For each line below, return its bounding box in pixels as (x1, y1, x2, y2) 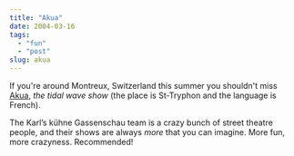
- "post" (17, 47, 51, 56)
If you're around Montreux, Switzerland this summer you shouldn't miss (9, 81, 278, 91)
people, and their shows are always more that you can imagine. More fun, (9, 127, 285, 137)
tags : (9, 30, 30, 39)
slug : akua (9, 55, 51, 64)
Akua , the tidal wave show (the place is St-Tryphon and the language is (9, 90, 277, 101)
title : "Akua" (9, 13, 64, 23)
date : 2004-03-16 (9, 22, 76, 31)
